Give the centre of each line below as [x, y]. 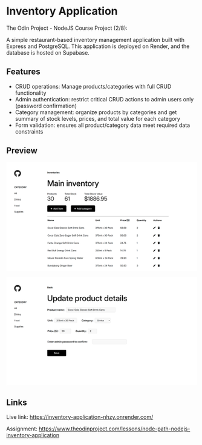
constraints [29, 131]
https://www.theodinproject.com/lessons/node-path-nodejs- [114, 429]
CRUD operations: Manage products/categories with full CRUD [93, 86]
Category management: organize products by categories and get [96, 112]
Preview [22, 151]
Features [23, 72]
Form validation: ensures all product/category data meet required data [103, 125]
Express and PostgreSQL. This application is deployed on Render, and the [98, 46]
